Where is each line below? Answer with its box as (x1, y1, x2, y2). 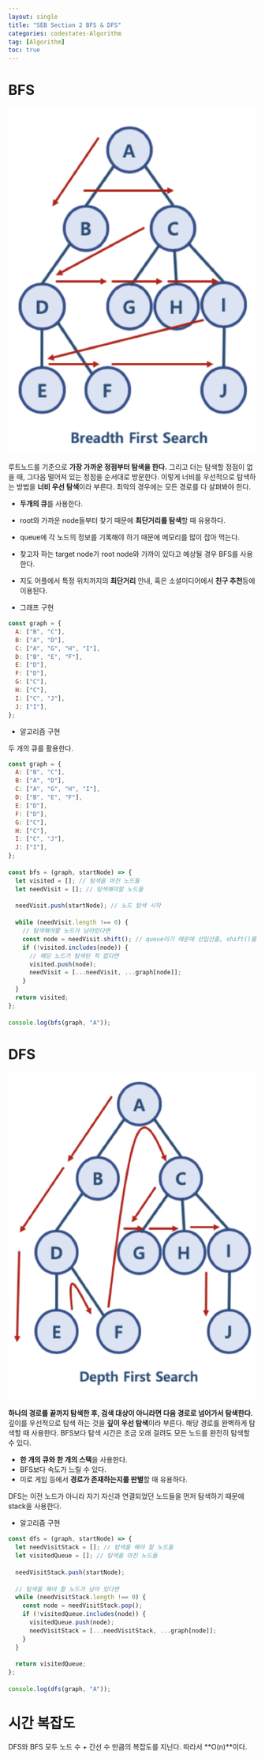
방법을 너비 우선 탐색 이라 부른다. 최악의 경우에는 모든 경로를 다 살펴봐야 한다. (16, 482, 252, 492)
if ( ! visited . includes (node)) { (22, 944, 129, 951)
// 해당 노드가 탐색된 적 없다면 (28, 951, 120, 960)
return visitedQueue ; (15, 1660, 87, 1668)
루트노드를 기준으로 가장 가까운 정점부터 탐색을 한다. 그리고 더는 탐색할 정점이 (8, 463, 245, 472)
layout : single (8, 13, 58, 21)
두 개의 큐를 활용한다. (8, 743, 73, 753)
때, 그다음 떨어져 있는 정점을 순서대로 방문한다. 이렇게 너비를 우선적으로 (16, 472, 235, 482)
